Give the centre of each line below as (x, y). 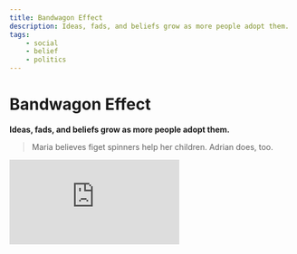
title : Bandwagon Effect (56, 18)
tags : (19, 34)
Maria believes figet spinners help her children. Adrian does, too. (152, 146)
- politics (46, 60)
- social (42, 43)
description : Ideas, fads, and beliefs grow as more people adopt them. (149, 26)
